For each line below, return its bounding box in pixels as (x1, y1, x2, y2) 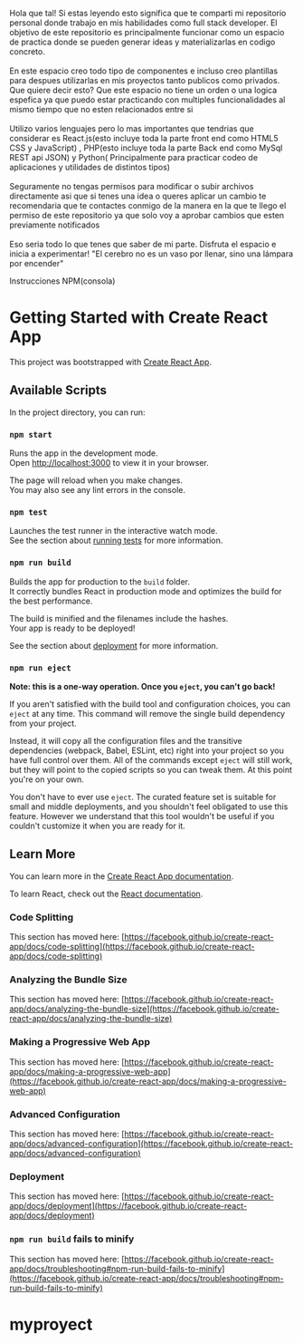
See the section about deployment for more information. (9, 640, 219, 651)
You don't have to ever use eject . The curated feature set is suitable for (9, 791, 277, 802)
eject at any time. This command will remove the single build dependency (9, 708, 286, 719)
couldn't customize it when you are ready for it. (9, 820, 185, 831)
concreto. (9, 46, 45, 57)
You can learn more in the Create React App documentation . (9, 870, 234, 882)
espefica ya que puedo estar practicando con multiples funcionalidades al (9, 94, 286, 105)
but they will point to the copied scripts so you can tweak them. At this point (9, 764, 292, 775)
